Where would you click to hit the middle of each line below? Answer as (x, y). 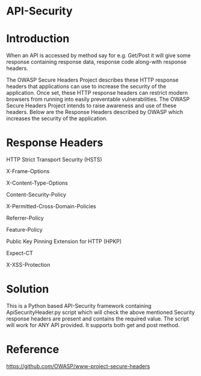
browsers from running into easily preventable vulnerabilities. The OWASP (98, 99)
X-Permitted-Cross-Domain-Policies (51, 206)
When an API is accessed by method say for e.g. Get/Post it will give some (99, 56)
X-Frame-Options (28, 171)
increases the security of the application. (57, 118)
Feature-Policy (25, 230)
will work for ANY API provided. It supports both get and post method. (93, 325)
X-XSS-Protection (28, 265)
